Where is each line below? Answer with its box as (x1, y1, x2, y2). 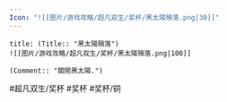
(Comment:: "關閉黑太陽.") (9, 66, 103, 75)
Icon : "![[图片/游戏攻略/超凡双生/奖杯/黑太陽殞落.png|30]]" (9, 13, 220, 22)
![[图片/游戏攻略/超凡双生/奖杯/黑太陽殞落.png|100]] (9, 48, 191, 58)
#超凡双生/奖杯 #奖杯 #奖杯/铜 (9, 82, 121, 94)
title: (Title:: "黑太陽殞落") (9, 39, 119, 48)
